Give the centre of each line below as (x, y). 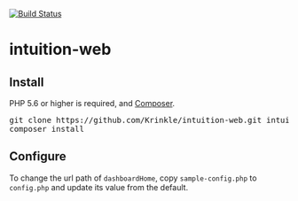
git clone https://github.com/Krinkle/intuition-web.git (136, 120)
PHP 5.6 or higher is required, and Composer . (92, 103)
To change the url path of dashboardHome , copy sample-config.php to (133, 178)
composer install (47, 129)
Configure (38, 156)
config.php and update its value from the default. (99, 187)
